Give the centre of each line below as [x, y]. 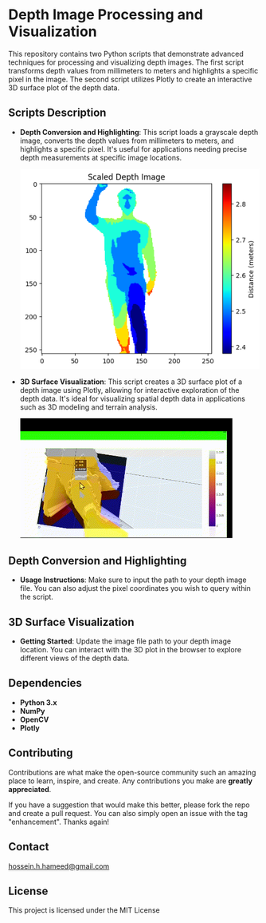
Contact [29, 847]
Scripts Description [57, 113]
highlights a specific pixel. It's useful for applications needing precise [133, 149]
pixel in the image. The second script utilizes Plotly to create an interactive [130, 79]
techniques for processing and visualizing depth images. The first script [126, 62]
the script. [37, 597]
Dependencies [45, 683]
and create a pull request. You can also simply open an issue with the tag [128, 813]
